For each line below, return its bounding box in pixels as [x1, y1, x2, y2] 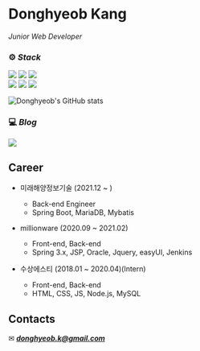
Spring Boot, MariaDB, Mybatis [31, 208, 135, 217]
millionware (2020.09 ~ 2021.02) [19, 223, 129, 233]
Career [8, 160, 44, 174]
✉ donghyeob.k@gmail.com [8, 333, 106, 343]
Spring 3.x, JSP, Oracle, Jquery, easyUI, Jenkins [31, 247, 193, 258]
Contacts [8, 312, 56, 326]
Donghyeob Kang [8, 5, 127, 23]
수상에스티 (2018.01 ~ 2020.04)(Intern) [19, 264, 146, 274]
